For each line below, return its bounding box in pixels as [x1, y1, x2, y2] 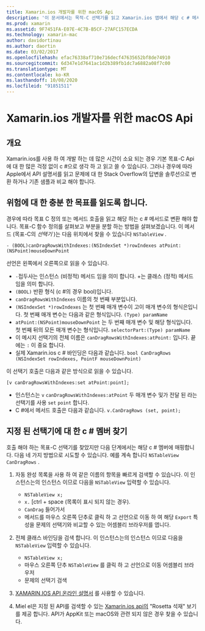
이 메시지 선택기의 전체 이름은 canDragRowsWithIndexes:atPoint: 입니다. [15, 333, 190, 341]
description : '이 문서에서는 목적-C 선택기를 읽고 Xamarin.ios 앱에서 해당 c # [6, 15, 190, 21]
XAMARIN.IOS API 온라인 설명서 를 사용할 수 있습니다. [15, 589, 145, 597]
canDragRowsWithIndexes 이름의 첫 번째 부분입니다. [15, 295, 137, 303]
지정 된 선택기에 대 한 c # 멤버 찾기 [6, 426, 128, 437]
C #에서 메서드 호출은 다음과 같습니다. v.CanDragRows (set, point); [15, 406, 181, 414]
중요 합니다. [37, 341, 65, 349]
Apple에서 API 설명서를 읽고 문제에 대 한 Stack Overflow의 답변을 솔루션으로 [6, 170, 190, 178]
